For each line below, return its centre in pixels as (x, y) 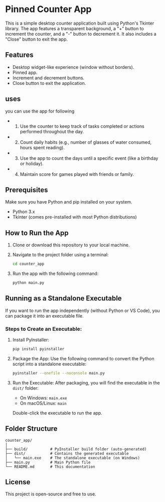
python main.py (28, 283)
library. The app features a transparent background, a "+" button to (75, 28)
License (18, 482)
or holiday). (32, 163)
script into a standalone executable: (49, 364)
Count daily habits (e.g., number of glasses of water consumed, (86, 142)
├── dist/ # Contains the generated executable (67, 453)
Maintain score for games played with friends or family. (77, 174)
